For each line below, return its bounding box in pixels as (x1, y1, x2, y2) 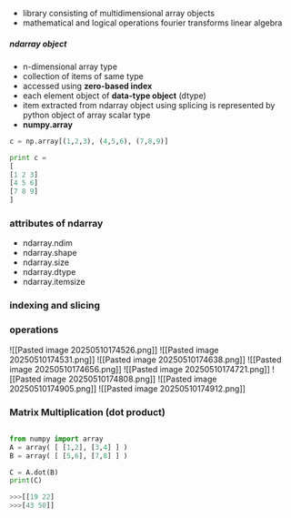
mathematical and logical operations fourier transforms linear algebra (22, 17, 283, 28)
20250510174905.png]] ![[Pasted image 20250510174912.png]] (9, 382, 246, 394)
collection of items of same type (22, 70, 144, 81)
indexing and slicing (9, 300, 101, 312)
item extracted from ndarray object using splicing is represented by (22, 99, 276, 110)
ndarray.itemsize (22, 277, 85, 288)
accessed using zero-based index (22, 80, 153, 91)
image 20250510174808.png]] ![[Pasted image (43, 373, 217, 384)
